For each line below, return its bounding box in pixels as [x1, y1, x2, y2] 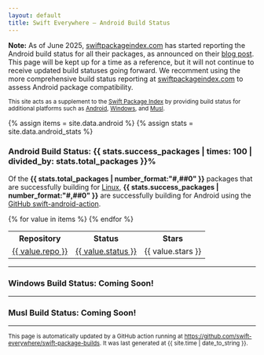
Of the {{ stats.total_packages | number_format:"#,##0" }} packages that [8, 174, 253, 183]
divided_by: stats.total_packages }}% [8, 156, 156, 167]
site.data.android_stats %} [8, 127, 93, 136]
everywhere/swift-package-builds [8, 339, 101, 347]
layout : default [8, 11, 61, 20]
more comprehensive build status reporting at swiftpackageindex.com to [8, 74, 244, 83]
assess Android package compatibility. [8, 82, 134, 91]
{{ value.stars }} [144, 246, 202, 257]
